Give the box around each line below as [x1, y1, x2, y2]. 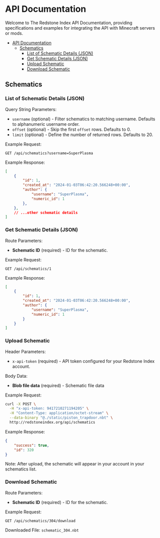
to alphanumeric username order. [12, 121, 80, 127]
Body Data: [5, 373, 28, 379]
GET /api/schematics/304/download [5, 518, 76, 523]
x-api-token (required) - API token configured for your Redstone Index [12, 358, 155, 364]
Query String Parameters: [5, 106, 57, 112]
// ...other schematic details [14, 210, 78, 215]
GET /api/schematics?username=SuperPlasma [5, 150, 93, 156]
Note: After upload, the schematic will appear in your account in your [5, 461, 145, 467]
